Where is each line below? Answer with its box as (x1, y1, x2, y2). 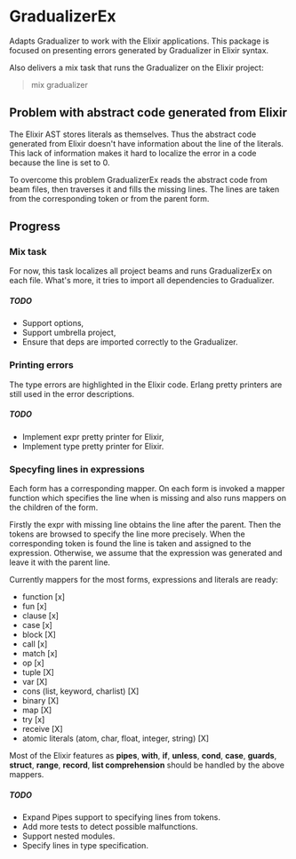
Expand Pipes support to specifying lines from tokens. (21, 811, 220, 823)
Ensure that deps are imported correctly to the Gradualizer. (21, 337, 238, 347)
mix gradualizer (30, 79, 89, 90)
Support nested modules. (21, 831, 116, 841)
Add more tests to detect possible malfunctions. (21, 821, 198, 831)
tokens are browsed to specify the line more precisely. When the (9, 529, 246, 539)
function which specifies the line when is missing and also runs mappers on (9, 492, 287, 503)
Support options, (21, 318, 84, 329)
